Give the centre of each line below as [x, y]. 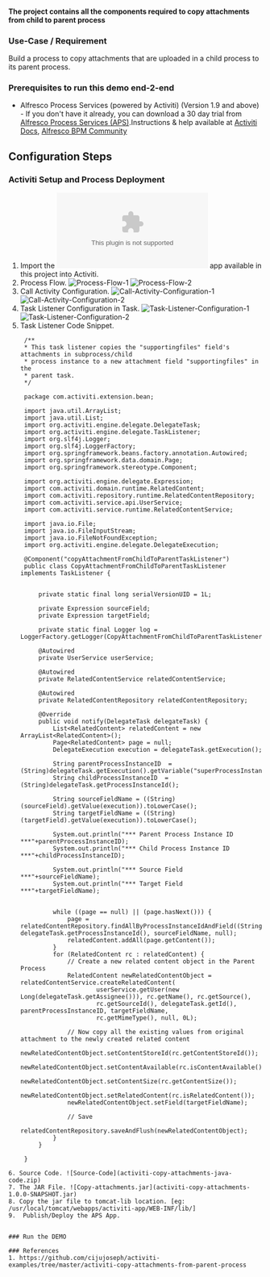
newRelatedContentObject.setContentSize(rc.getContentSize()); [129, 1081]
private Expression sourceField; [94, 608]
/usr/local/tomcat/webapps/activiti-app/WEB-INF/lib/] [102, 1208]
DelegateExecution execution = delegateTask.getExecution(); [158, 749]
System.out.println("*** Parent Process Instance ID [143, 834]
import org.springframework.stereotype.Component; [110, 467]
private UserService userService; [96, 657]
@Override [55, 714]
